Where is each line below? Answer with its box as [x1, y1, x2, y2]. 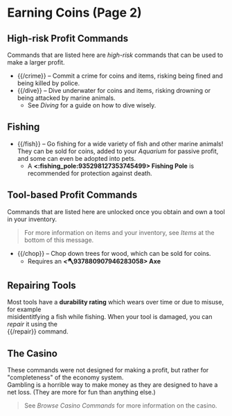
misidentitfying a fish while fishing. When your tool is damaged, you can [7, 313, 213, 321]
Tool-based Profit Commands [7, 189, 138, 201]
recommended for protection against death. [27, 168, 152, 177]
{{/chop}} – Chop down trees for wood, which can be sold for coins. [17, 249, 211, 257]
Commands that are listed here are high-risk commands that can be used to [7, 51, 224, 59]
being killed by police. [17, 79, 80, 87]
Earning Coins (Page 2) [7, 5, 142, 21]
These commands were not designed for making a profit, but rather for [7, 366, 209, 374]
